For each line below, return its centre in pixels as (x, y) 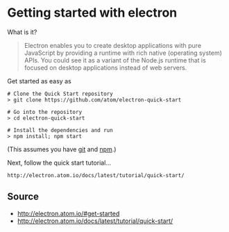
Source (23, 197)
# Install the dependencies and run (60, 130)
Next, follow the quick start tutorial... (59, 163)
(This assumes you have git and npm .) (62, 149)
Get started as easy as (39, 81)
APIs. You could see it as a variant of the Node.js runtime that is (115, 60)
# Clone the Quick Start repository (60, 94)
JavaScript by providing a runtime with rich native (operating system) (123, 53)
